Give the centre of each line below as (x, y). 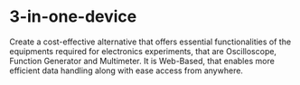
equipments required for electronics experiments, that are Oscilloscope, (143, 51)
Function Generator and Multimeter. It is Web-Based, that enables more (142, 61)
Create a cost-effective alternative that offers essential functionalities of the (150, 42)
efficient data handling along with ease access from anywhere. (127, 71)
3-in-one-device (73, 17)
